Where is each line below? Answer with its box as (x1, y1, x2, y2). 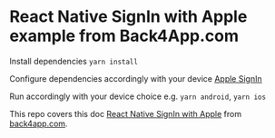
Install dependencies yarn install (9, 55, 139, 66)
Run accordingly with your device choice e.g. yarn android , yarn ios (9, 91, 266, 102)
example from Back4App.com (9, 25, 239, 46)
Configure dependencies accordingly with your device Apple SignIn (9, 73, 262, 84)
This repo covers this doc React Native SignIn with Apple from (9, 108, 242, 119)
